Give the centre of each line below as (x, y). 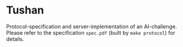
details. (15, 39)
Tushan (25, 10)
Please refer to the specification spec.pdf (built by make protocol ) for (91, 32)
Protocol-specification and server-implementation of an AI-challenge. (91, 26)
